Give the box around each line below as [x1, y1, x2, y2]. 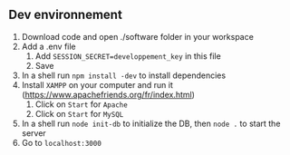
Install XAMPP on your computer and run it [21, 79, 173, 90]
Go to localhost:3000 [21, 137, 101, 148]
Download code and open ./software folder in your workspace [21, 31, 255, 42]
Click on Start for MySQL [34, 108, 124, 119]
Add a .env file [21, 41, 76, 52]
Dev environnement [8, 7, 123, 23]
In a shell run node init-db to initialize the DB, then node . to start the [21, 118, 281, 129]
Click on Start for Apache [34, 99, 128, 110]
